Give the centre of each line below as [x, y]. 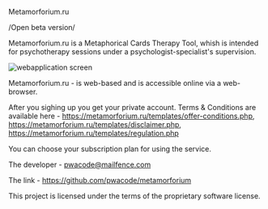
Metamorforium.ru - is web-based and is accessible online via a [115, 83]
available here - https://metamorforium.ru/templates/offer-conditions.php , [132, 116]
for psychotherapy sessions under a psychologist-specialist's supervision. [132, 51]
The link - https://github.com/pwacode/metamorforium [100, 180]
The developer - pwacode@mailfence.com [80, 164]
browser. [23, 92]
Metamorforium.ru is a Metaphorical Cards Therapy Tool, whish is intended [134, 43]
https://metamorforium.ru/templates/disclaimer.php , [95, 124]
